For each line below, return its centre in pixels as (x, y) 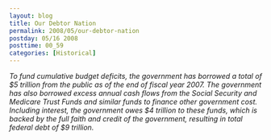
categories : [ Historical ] (52, 53)
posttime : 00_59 (36, 46)
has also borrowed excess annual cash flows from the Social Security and (133, 93)
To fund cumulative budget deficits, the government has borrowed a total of (136, 76)
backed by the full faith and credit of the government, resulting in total (126, 119)
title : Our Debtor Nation (52, 23)
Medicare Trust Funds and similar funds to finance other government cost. (133, 102)
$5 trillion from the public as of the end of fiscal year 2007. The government (135, 84)
